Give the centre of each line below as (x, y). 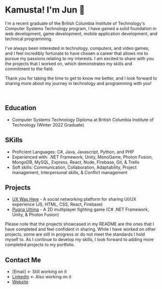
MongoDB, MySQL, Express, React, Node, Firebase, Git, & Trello (76, 162)
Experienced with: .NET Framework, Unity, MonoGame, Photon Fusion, (82, 157)
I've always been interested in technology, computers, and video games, (77, 48)
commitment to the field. (29, 69)
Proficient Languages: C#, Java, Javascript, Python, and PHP (73, 152)
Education (21, 108)
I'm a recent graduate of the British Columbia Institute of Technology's (75, 23)
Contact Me (23, 260)
